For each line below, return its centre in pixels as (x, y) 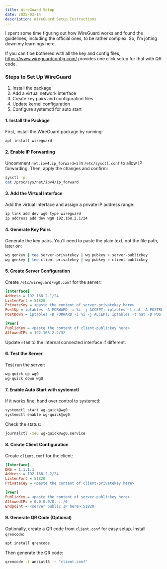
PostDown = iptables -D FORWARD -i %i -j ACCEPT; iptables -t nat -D (79, 315)
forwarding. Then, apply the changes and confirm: (57, 168)
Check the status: (23, 424)
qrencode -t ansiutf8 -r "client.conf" (46, 562)
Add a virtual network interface (44, 93)
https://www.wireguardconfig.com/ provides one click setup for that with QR (83, 59)
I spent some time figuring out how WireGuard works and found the (74, 33)
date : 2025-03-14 (23, 14)
